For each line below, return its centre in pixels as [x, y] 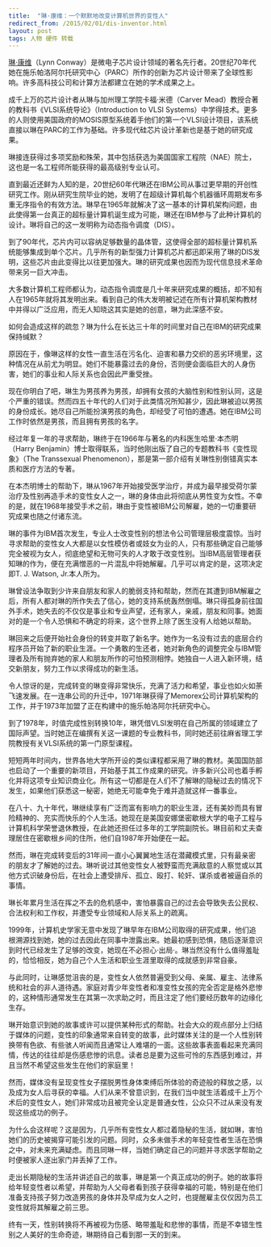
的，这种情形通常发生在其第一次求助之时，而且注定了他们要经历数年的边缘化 [135, 998]
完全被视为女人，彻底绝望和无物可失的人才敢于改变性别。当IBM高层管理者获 [135, 554]
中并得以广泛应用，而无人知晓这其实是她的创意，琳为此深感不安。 [118, 310]
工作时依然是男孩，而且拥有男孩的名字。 [75, 421]
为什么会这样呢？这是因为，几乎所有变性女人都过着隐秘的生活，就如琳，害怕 [135, 1130]
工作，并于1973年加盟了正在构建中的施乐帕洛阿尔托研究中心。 [112, 706]
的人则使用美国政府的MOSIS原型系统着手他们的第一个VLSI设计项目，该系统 [133, 120]
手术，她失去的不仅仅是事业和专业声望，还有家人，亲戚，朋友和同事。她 [135, 611]
